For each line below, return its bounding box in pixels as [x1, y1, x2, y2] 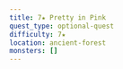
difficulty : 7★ [9, 30, 66, 39]
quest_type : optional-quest [9, 22, 115, 30]
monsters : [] [9, 47, 58, 56]
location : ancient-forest [9, 38, 106, 47]
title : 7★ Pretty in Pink [9, 13, 106, 22]
